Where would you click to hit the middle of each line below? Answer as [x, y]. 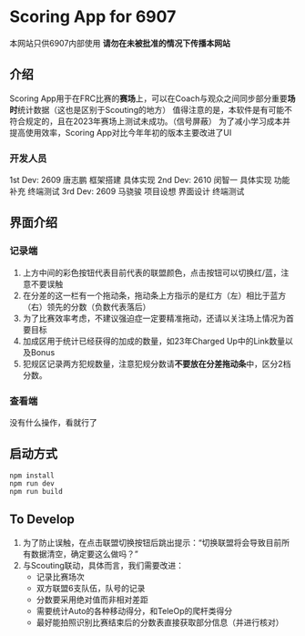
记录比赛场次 [60, 577]
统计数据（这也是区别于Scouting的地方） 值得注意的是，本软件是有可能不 [155, 109]
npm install [32, 476]
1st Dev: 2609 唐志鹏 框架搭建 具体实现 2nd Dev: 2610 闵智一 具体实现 [141, 180]
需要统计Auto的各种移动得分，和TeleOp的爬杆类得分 [134, 610]
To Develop [42, 520]
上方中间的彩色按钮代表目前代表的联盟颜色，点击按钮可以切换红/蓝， [152, 272]
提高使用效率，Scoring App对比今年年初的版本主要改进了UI [121, 132]
